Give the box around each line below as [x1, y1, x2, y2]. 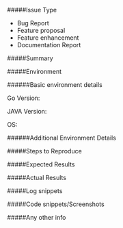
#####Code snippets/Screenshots [7, 200, 105, 208]
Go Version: [7, 94, 40, 102]
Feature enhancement [16, 34, 79, 42]
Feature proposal [16, 27, 66, 34]
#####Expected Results [7, 160, 75, 168]
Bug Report [16, 19, 49, 27]
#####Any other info [7, 214, 66, 221]
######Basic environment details [7, 81, 102, 88]
